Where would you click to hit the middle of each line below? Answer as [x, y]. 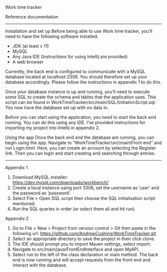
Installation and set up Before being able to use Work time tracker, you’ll [79, 31]
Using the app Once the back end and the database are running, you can [80, 137]
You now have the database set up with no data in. [57, 107]
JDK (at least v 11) [31, 46]
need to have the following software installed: [52, 36]
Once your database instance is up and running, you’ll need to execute [78, 92]
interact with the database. [40, 265]
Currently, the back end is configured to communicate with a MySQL [75, 71]
